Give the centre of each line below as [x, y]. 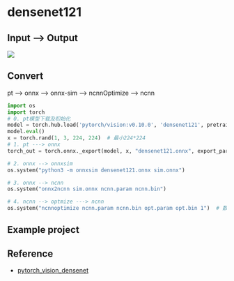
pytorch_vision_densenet [53, 271]
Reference [30, 253]
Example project [44, 230]
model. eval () [26, 132]
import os [22, 105]
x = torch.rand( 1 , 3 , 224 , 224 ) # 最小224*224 [77, 138]
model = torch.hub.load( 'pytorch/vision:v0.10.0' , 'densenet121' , [106, 125]
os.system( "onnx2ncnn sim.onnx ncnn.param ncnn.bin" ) [87, 189]
